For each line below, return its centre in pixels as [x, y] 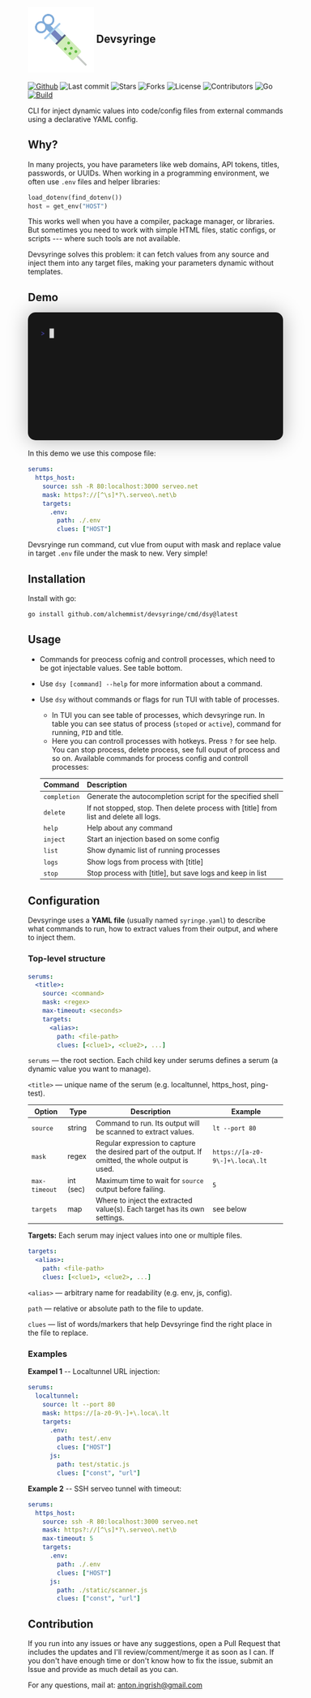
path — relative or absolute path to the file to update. [116, 1308]
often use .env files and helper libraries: [94, 181]
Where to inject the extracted [144, 1200]
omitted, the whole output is [142, 1160]
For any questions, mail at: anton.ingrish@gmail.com [115, 1685]
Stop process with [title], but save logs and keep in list [177, 873]
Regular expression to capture [145, 1143]
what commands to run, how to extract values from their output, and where [153, 929]
